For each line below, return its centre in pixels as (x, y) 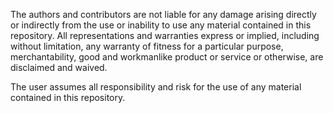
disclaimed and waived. (59, 67)
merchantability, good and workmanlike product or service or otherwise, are (167, 57)
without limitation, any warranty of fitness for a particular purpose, (147, 46)
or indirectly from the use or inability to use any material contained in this (161, 25)
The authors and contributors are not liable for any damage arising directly (163, 14)
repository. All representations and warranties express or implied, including (165, 35)
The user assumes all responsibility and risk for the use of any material (156, 87)
